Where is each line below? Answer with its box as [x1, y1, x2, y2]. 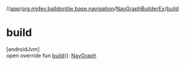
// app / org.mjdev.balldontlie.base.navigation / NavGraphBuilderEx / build [6, 5, 179, 12]
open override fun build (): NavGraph [6, 52, 96, 59]
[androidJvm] [6, 45, 40, 52]
